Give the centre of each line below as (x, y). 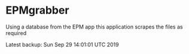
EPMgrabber (37, 10)
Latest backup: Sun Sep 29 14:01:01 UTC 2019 (62, 45)
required (16, 33)
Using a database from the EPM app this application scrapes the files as (94, 27)
